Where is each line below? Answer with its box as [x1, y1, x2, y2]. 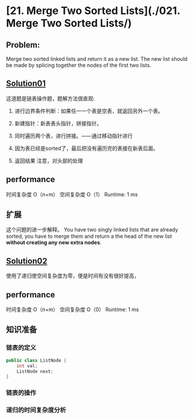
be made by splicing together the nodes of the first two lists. [6, 62, 151, 69]
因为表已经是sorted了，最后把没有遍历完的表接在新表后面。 [14, 145, 159, 152]
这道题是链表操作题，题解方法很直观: [6, 95, 95, 102]
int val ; [16, 363, 38, 369]
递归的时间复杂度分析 [6, 406, 66, 414]
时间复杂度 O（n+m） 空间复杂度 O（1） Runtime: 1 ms [6, 190, 138, 197]
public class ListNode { [6, 357, 67, 363]
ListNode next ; [16, 368, 54, 374]
